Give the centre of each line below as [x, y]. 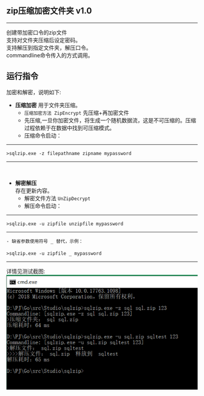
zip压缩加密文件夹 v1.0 [49, 11]
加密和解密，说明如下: [34, 92]
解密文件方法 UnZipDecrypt [57, 198]
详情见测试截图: [26, 271]
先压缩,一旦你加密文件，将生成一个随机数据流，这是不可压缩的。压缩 [110, 120]
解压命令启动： [43, 206]
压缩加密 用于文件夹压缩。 [48, 105]
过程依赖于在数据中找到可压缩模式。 [70, 128]
